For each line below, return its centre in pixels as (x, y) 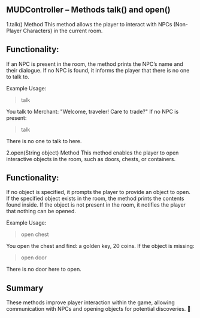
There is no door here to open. (44, 269)
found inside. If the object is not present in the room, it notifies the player (96, 205)
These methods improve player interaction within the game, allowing (90, 302)
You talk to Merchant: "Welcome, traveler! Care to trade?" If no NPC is (93, 111)
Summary (25, 288)
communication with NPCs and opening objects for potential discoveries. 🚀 (99, 309)
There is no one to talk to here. (44, 141)
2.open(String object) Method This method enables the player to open (93, 153)
